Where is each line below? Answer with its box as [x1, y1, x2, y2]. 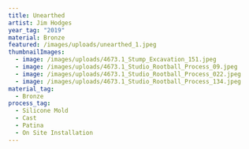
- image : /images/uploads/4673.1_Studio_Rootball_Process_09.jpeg [15, 63, 238, 71]
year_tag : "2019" [8, 26, 65, 34]
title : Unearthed [8, 11, 65, 20]
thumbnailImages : [8, 48, 65, 56]
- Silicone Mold [15, 107, 69, 115]
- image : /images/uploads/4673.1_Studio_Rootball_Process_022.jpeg [15, 70, 242, 78]
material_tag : [8, 84, 55, 93]
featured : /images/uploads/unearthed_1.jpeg [8, 41, 157, 49]
